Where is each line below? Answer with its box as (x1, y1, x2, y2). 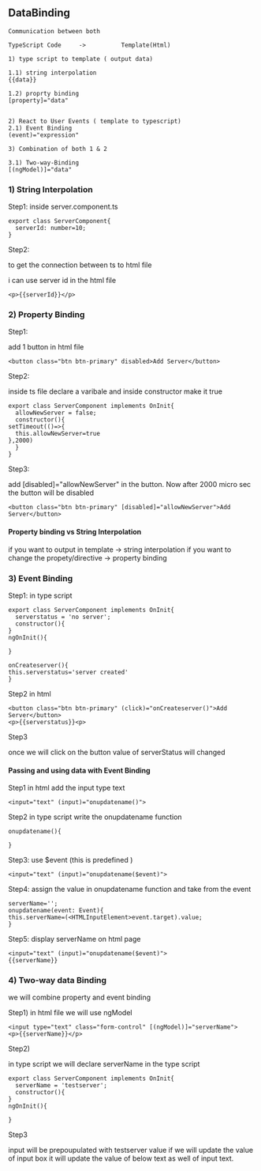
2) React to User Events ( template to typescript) (8, 117, 181, 125)
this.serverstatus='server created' (8, 668, 129, 676)
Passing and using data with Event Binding (8, 765, 151, 775)
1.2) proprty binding (8, 89, 80, 97)
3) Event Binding (8, 572, 73, 584)
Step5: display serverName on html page (8, 935, 141, 944)
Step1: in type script (8, 591, 73, 600)
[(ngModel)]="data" (8, 165, 73, 173)
